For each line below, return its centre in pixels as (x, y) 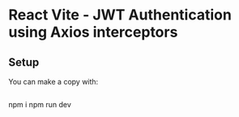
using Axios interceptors (93, 32)
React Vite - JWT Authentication (120, 15)
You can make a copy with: (53, 82)
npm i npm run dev (40, 104)
